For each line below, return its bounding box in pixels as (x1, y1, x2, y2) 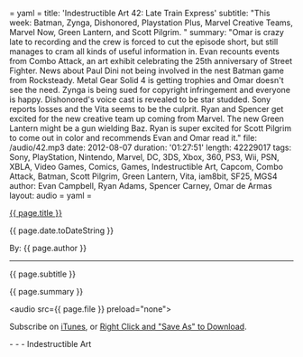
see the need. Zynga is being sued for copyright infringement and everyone (9, 85, 291, 95)
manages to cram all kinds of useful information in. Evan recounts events (9, 46, 280, 57)
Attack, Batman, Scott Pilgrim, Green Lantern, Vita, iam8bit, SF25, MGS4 (9, 171, 278, 182)
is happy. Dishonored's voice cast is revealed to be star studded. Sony (9, 94, 271, 105)
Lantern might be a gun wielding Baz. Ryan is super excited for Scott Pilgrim (9, 123, 291, 134)
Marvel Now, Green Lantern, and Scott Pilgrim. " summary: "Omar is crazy (9, 27, 284, 37)
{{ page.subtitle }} (9, 268, 77, 279)
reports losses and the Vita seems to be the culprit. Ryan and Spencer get (9, 104, 284, 114)
